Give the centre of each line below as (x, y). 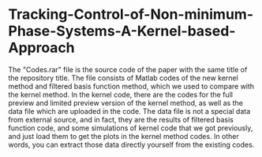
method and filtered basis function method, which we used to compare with (131, 86)
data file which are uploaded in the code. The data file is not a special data (129, 111)
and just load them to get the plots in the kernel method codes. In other (124, 136)
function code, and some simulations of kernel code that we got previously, (131, 128)
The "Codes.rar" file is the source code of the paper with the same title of (128, 69)
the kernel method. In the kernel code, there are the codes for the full (120, 94)
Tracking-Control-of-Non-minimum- (131, 15)
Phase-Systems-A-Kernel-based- (122, 31)
